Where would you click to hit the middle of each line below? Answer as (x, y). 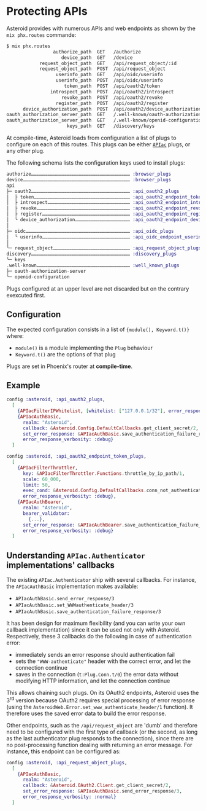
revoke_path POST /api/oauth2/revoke (112, 97)
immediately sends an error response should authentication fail (95, 655)
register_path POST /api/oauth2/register (112, 103)
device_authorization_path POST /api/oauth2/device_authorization (112, 109)
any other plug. (25, 151)
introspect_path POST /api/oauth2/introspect (112, 92)
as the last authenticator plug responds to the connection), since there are (100, 738)
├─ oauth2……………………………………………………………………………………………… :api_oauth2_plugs (93, 191)
